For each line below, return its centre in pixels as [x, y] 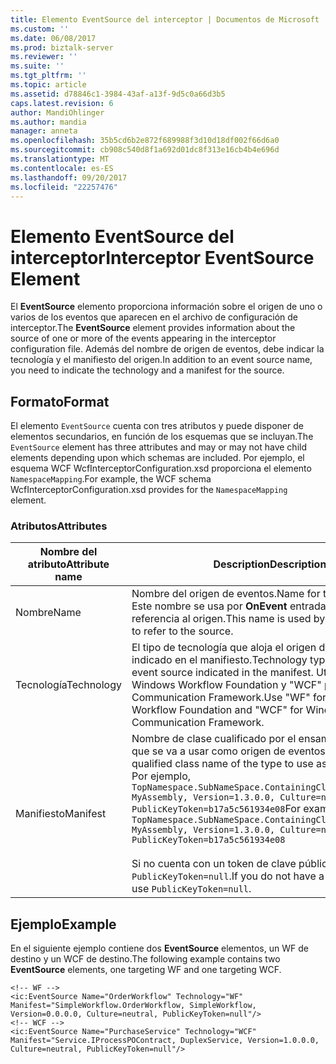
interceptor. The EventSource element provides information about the [153, 328]
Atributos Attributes [59, 526]
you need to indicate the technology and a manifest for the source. [147, 370]
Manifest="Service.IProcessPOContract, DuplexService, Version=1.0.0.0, [165, 1041]
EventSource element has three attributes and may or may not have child [158, 447]
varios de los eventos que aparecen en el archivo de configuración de [154, 317]
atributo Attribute [68, 564]
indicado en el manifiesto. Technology [219, 660]
